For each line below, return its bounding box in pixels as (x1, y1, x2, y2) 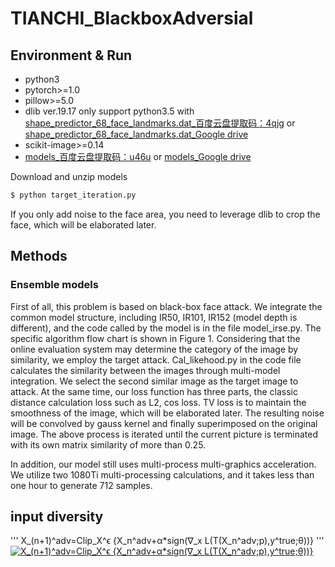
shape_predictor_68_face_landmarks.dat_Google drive (24, 128, 249, 140)
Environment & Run (10, 47, 133, 64)
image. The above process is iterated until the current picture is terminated (10, 428, 319, 440)
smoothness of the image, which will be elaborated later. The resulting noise (10, 407, 325, 419)
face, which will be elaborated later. (10, 218, 157, 231)
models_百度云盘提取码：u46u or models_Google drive (24, 151, 252, 162)
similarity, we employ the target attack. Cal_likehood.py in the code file (10, 353, 302, 366)
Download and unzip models (10, 171, 128, 182)
